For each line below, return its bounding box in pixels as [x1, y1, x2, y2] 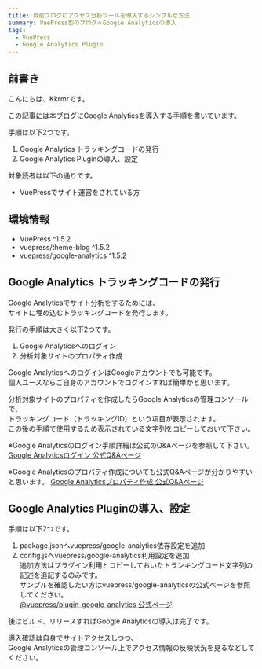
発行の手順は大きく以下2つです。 [8, 324, 115, 334]
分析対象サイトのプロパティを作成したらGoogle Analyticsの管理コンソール [8, 394, 249, 403]
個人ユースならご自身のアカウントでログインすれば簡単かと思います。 [8, 377, 234, 387]
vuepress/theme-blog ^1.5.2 [19, 242, 111, 252]
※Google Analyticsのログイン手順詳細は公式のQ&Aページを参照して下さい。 [8, 440, 253, 450]
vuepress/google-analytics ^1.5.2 [19, 251, 127, 260]
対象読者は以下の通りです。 [8, 171, 97, 180]
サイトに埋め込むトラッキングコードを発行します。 [8, 307, 173, 317]
